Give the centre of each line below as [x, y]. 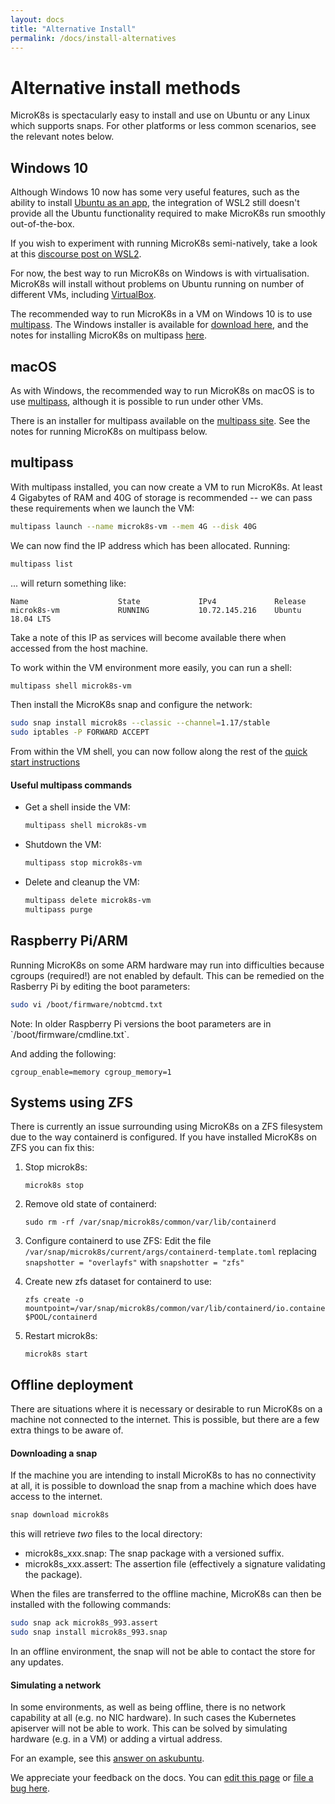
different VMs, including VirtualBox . [83, 295]
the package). [53, 1575]
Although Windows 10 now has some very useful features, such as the [155, 192]
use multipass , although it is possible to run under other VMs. [137, 401]
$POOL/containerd [61, 1317]
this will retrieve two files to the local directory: [106, 1534]
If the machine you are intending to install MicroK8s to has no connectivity [163, 1475]
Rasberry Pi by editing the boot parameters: [100, 986]
